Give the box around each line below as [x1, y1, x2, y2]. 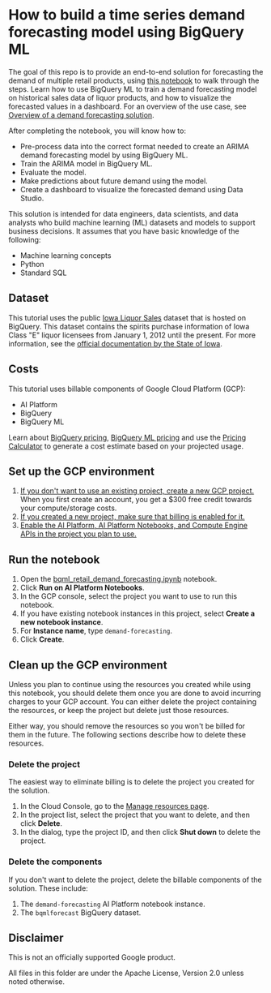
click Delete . [19, 819, 63, 828]
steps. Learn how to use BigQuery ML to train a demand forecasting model [8, 84, 257, 94]
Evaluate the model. [19, 167, 87, 177]
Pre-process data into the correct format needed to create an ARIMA [19, 141, 249, 151]
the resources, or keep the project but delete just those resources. [8, 706, 230, 715]
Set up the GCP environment [8, 464, 155, 478]
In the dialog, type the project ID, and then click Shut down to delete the [19, 827, 261, 837]
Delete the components [8, 856, 103, 867]
